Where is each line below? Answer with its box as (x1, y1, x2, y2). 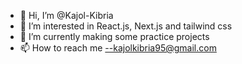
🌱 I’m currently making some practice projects (19, 31, 210, 42)
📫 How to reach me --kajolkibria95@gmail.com (19, 42, 217, 54)
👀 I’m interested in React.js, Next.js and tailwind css (19, 20, 233, 32)
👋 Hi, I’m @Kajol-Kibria (19, 10, 114, 21)
